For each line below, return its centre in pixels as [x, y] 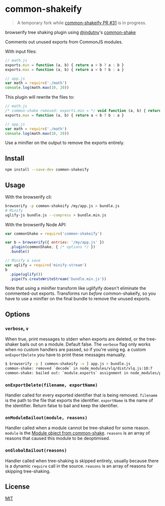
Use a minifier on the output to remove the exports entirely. [65, 143]
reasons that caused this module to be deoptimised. [58, 438]
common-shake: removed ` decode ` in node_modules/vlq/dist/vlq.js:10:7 [79, 368]
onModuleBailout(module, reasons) [46, 417]
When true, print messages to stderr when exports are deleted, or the [75, 339]
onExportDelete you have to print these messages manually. [66, 355]
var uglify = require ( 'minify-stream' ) [46, 265]
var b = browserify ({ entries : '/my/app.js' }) [55, 243]
